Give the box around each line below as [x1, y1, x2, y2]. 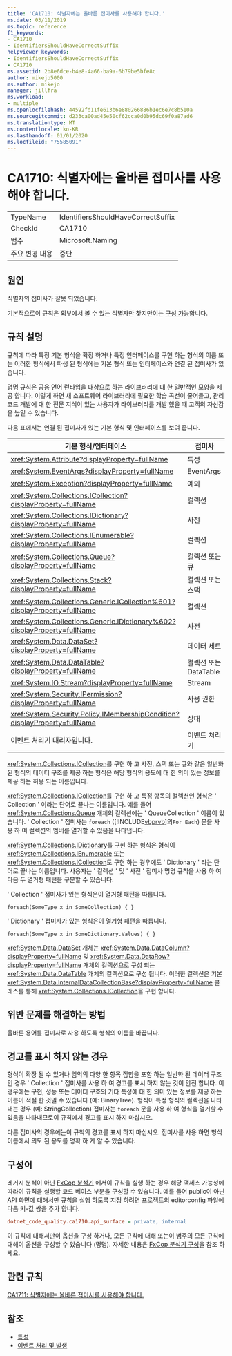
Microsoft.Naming [59, 236, 117, 245]
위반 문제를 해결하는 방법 [7, 1009, 106, 1021]
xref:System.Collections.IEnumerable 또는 [7, 849, 126, 857]
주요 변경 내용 [10, 249, 53, 259]
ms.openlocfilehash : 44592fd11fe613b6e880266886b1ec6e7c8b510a [7, 106, 193, 113]
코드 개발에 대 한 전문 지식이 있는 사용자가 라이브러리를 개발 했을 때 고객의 [7, 400, 206, 408]
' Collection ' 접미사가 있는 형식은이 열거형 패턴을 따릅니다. [7, 890, 166, 898]
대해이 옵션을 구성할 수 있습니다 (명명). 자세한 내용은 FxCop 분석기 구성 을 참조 [7, 1241, 218, 1248]
